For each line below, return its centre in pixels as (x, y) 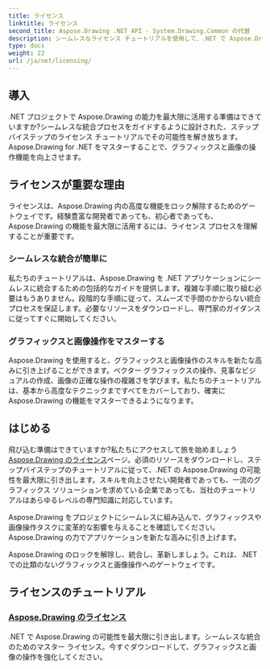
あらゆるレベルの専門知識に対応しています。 (103, 500)
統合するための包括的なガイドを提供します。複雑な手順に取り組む (145, 288)
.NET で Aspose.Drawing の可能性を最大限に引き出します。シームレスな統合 (135, 636)
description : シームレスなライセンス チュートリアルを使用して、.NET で (117, 38)
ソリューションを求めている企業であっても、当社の (136, 490)
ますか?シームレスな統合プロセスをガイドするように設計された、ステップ (137, 127)
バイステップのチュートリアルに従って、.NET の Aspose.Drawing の (135, 470)
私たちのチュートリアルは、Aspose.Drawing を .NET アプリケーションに (128, 278)
